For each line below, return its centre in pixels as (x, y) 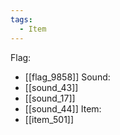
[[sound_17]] (50, 98)
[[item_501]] (49, 119)
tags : (21, 19)
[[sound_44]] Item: (63, 108)
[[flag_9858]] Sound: (67, 77)
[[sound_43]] (51, 87)
